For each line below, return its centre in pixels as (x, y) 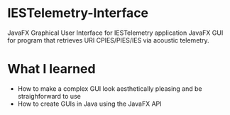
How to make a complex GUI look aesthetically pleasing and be (110, 88)
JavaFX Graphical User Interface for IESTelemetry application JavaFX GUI (115, 33)
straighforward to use (49, 96)
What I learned (51, 69)
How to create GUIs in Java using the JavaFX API (89, 104)
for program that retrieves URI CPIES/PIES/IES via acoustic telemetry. (108, 40)
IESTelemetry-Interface (78, 13)
